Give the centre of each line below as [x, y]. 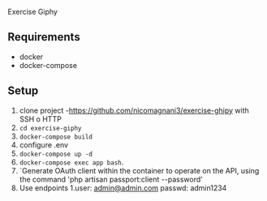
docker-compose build [56, 137]
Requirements [44, 37]
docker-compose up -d [56, 154]
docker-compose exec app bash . [71, 162]
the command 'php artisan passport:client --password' [111, 179]
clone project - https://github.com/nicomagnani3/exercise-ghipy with [134, 110]
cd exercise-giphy [50, 128]
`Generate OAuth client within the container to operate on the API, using [139, 170]
